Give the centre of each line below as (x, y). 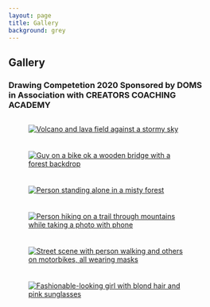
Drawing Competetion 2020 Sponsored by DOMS (105, 85)
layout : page (30, 15)
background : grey (37, 30)
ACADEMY (29, 105)
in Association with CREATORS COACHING (92, 94)
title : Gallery (33, 23)
